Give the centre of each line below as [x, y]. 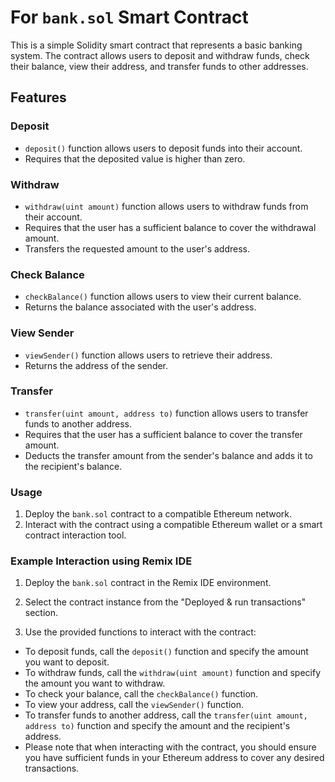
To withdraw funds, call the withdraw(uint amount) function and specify [173, 673]
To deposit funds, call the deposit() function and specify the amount [166, 652]
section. [41, 613]
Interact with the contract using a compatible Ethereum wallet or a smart [173, 525]
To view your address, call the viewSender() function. [134, 705]
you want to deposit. [67, 662]
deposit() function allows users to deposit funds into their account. [163, 148]
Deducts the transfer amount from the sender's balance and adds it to [168, 455]
